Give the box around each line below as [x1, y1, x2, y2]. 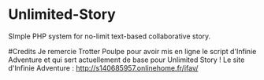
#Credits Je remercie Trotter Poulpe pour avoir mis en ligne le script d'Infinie [8, 46, 257, 56]
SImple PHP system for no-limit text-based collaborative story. [8, 31, 211, 41]
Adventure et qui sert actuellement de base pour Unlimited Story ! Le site [8, 55, 245, 64]
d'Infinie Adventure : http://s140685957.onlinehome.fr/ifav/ [8, 63, 199, 72]
